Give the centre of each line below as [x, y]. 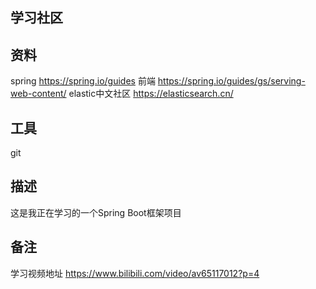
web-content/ [38, 94]
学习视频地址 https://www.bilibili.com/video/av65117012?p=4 [135, 273]
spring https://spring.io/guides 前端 [83, 81]
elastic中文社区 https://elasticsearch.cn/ [151, 94]
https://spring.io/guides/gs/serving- [231, 81]
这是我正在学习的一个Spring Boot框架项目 [96, 212]
